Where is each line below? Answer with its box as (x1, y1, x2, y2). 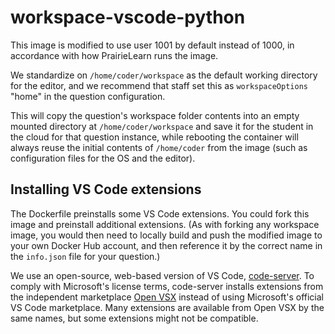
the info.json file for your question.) (10, 250, 161, 262)
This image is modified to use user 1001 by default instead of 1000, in (10, 39, 295, 51)
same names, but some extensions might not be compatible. (10, 312, 259, 324)
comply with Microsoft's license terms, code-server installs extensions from (10, 280, 324, 292)
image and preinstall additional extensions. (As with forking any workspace (10, 218, 320, 230)
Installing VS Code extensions (10, 181, 202, 198)
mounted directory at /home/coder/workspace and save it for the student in (10, 120, 314, 132)
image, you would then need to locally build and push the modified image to (10, 229, 323, 241)
